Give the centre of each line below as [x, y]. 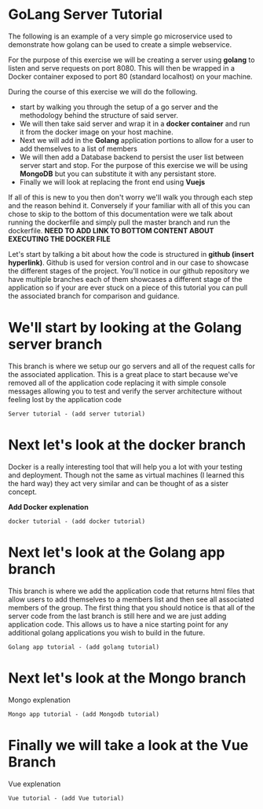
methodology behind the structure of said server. [99, 115]
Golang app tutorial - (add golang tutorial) [84, 647]
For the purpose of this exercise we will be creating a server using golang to [131, 60]
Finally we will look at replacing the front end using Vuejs [112, 181]
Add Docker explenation [48, 507]
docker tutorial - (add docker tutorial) [77, 521]
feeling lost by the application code [65, 399]
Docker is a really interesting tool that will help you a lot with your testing [126, 467]
